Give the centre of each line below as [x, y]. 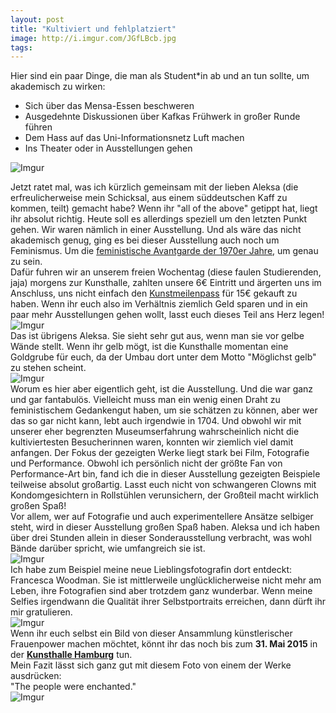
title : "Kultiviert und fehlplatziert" [93, 29]
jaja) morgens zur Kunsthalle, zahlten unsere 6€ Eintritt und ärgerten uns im [166, 283]
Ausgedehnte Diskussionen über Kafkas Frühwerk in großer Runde [162, 117]
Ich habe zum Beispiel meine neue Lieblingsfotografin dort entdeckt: [151, 570]
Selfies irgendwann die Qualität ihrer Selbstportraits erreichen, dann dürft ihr [168, 602]
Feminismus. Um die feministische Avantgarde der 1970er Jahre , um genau [164, 251]
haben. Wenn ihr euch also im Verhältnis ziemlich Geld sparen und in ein [159, 304]
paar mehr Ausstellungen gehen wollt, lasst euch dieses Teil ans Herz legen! [167, 315]
